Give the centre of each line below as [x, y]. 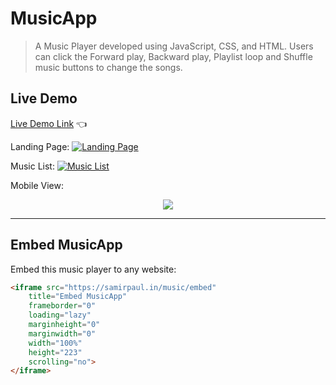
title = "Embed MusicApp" [78, 297]
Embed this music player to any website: [93, 269]
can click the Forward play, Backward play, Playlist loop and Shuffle [173, 56]
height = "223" [55, 352]
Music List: [32, 166]
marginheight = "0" [64, 325]
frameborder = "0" [62, 306]
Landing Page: [40, 146]
